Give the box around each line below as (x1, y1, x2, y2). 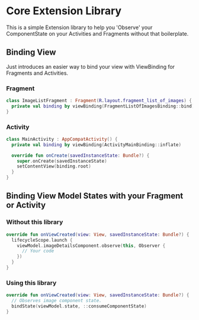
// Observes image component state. (11, 298, 102, 304)
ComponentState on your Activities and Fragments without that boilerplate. (6, 30, 189, 37)
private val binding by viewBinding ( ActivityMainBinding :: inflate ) (11, 141, 182, 148)
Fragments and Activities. (6, 69, 69, 77)
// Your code (21, 248, 54, 254)
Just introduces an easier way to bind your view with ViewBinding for (6, 63, 175, 70)
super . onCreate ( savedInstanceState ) (17, 158, 108, 164)
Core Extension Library (6, 4, 122, 18)
